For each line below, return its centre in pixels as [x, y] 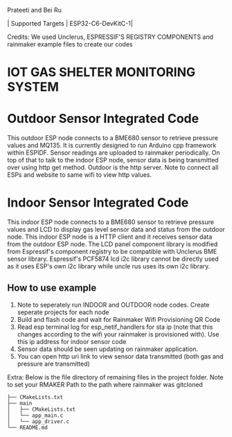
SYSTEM [33, 87]
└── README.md [28, 427]
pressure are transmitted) [53, 363]
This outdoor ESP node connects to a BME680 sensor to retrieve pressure [113, 138]
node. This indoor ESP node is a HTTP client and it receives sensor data [110, 237]
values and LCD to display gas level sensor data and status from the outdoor [116, 230]
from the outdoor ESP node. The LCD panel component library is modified [113, 244]
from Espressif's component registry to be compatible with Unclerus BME [112, 252]
